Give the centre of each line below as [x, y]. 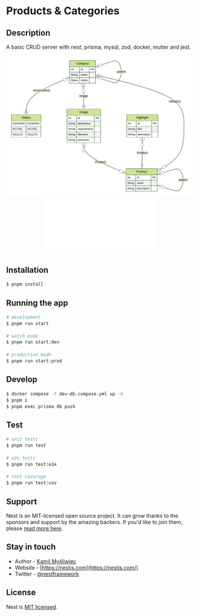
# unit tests [22, 439]
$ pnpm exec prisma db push [41, 406]
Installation [27, 270]
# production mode [29, 355]
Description [28, 33]
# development [24, 317]
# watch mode [22, 336]
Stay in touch [31, 547]
